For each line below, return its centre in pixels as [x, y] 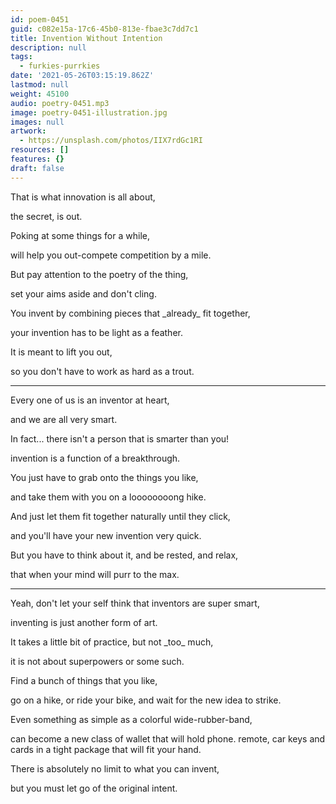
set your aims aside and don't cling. [83, 293]
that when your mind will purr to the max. [95, 574]
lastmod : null [40, 85]
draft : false [37, 168]
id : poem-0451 [40, 19]
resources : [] [40, 150]
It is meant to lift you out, [61, 352]
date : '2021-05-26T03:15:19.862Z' [82, 76]
